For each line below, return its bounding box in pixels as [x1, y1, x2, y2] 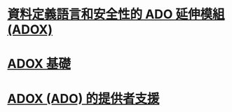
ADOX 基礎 [7, 56, 71, 72]
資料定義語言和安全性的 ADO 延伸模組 [7, 6, 225, 22]
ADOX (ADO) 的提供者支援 [7, 90, 160, 106]
